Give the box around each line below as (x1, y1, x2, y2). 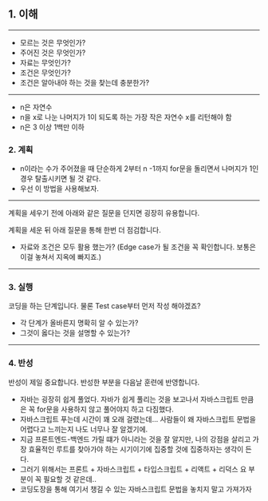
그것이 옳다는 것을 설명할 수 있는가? (19, 328, 130, 338)
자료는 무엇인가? (19, 58, 72, 67)
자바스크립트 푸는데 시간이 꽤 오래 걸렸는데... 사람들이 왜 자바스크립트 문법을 (19, 414, 257, 423)
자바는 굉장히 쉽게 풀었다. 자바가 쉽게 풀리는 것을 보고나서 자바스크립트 (19, 394, 239, 404)
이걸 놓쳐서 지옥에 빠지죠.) (19, 252, 102, 262)
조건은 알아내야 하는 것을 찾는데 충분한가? (19, 78, 150, 87)
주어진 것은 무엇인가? (19, 47, 86, 58)
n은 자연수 (19, 102, 53, 112)
